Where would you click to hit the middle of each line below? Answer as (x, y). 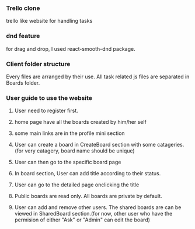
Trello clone (23, 8)
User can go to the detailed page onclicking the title (77, 185)
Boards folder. (23, 82)
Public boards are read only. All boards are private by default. (88, 196)
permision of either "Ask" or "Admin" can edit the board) (82, 220)
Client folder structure (38, 64)
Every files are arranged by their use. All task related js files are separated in (98, 77)
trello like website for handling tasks (49, 21)
